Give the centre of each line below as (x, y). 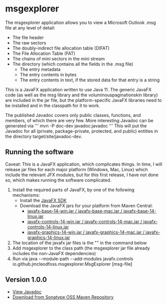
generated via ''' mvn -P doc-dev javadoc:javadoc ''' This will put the (76, 126)
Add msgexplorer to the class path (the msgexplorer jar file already (81, 248)
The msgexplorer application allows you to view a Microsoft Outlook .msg (81, 22)
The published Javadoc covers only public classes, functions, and (73, 115)
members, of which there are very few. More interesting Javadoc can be (79, 120)
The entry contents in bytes (48, 74)
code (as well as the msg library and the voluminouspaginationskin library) (82, 95)
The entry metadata (40, 69)
